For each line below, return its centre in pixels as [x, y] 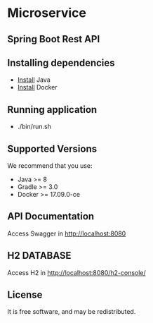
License [25, 295]
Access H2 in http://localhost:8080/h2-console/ [76, 272]
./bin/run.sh [34, 127]
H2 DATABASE [39, 256]
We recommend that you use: [50, 166]
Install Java [34, 80]
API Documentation [51, 217]
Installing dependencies [61, 62]
